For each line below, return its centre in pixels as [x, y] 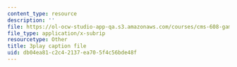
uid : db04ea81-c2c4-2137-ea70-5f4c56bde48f [72, 53]
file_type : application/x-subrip [56, 33]
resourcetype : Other [38, 40]
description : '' [31, 20]
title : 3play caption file [47, 46]
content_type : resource [42, 14]
